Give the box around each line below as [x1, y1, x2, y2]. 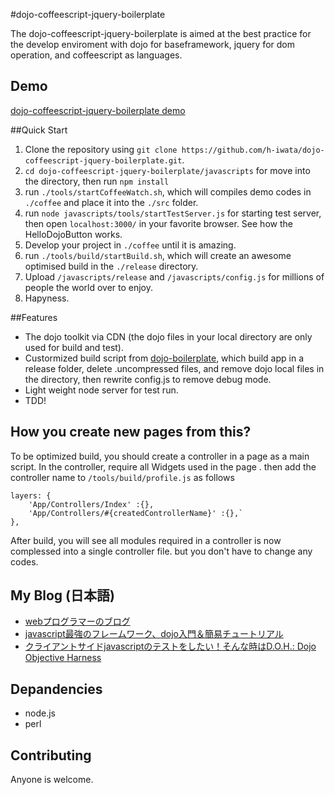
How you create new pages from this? [10, 424, 252, 441]
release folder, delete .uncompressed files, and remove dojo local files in [24, 362, 325, 374]
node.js [24, 707, 57, 719]
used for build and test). [24, 341, 125, 353]
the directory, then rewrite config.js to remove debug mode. [24, 373, 272, 385]
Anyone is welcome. [10, 774, 94, 786]
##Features [10, 311, 58, 323]
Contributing [10, 747, 92, 764]
